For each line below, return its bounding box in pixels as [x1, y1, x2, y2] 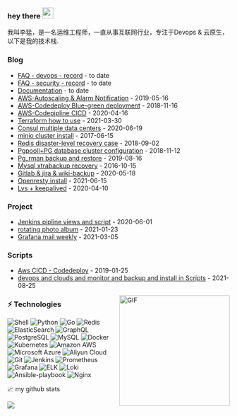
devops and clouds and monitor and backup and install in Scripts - [17, 274, 211, 282]
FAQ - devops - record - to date [17, 71, 110, 79]
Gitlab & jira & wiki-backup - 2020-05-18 [17, 168, 136, 177]
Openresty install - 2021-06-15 [17, 176, 107, 185]
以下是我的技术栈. [7, 37, 59, 45]
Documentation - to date [17, 86, 90, 95]
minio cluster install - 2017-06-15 [17, 131, 114, 139]
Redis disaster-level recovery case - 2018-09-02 [17, 139, 160, 147]
